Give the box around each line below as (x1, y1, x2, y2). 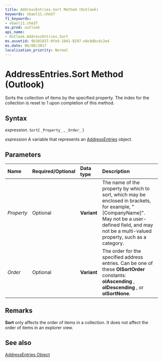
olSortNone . (102, 290, 131, 297)
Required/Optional (32, 168, 76, 175)
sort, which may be (102, 191, 146, 198)
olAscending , (102, 278, 135, 285)
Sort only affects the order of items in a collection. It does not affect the (5, 319, 148, 325)
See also (5, 339, 32, 347)
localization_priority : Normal (5, 48, 68, 52)
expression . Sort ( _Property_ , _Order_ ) (5, 127, 84, 133)
